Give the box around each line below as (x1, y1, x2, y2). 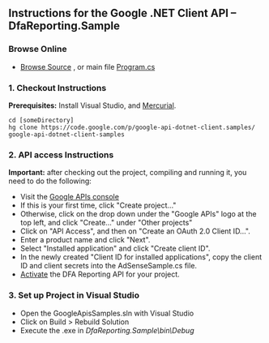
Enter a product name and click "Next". (19, 235, 151, 245)
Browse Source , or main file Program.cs (19, 62, 156, 71)
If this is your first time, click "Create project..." (19, 200, 177, 210)
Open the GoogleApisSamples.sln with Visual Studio (19, 308, 194, 318)
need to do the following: (8, 176, 92, 186)
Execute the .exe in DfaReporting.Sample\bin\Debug (19, 325, 194, 335)
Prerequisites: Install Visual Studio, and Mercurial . (8, 101, 177, 110)
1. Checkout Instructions (8, 82, 107, 93)
